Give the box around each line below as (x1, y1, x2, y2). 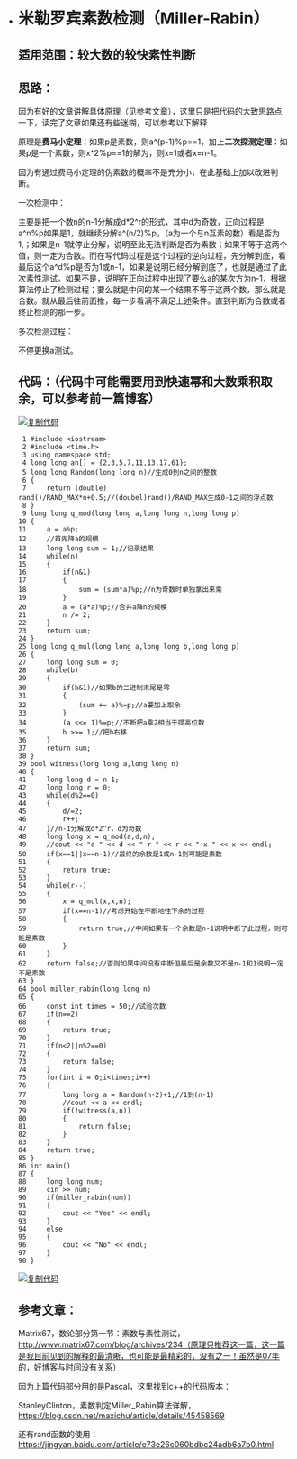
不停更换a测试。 (17, 345, 78, 356)
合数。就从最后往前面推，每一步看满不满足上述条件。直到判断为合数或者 (17, 295, 286, 307)
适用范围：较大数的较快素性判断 (17, 47, 196, 62)
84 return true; (17, 1146, 95, 1155)
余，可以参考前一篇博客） (17, 391, 160, 406)
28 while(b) (17, 666, 79, 675)
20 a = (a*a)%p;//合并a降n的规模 (17, 603, 168, 612)
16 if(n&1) (17, 568, 92, 577)
